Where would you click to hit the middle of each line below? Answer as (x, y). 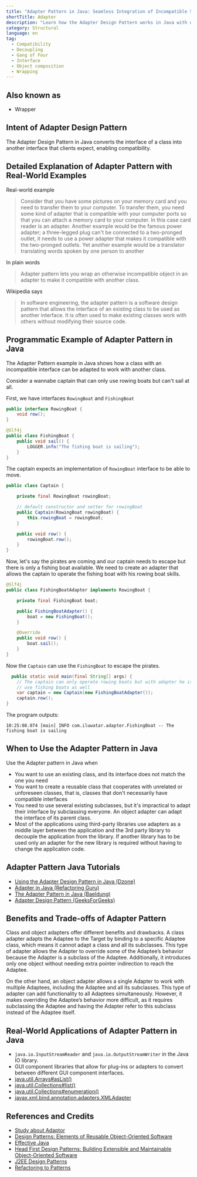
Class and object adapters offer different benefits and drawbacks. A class (95, 933)
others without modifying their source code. (74, 321)
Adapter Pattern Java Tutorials (63, 867)
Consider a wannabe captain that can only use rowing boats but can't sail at (98, 380)
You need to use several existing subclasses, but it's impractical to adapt (102, 805)
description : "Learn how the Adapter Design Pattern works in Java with (97, 22)
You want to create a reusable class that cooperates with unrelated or (98, 787)
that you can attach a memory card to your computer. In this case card (106, 220)
